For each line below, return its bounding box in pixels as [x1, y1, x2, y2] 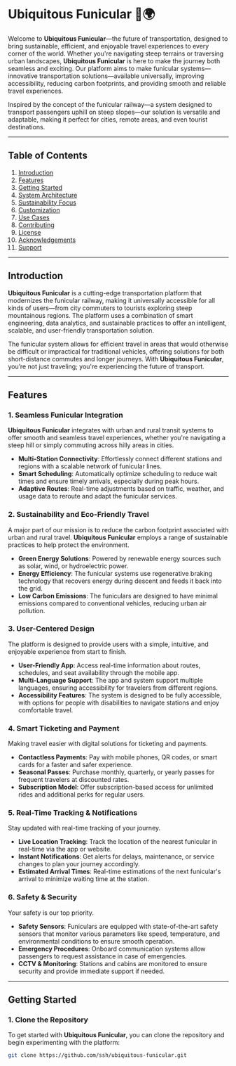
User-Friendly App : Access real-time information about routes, [18, 661, 201, 669]
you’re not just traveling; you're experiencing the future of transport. [8, 362, 205, 371]
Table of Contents [8, 150, 88, 162]
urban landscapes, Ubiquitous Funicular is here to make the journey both [8, 56, 221, 65]
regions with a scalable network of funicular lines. [18, 462, 162, 470]
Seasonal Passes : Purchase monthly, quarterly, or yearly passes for [18, 768, 215, 776]
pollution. [18, 606, 46, 615]
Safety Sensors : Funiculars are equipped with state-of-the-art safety [18, 922, 218, 930]
